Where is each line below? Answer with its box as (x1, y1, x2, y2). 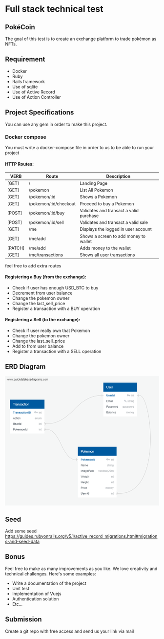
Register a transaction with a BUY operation (12, 306, 100, 311)
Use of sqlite (12, 84, 38, 89)
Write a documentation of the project (12, 580, 86, 586)
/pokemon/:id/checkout (28, 200, 76, 206)
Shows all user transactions (80, 252, 135, 258)
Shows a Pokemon (80, 194, 117, 200)
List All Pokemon (80, 187, 113, 193)
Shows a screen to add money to (80, 233, 145, 239)
